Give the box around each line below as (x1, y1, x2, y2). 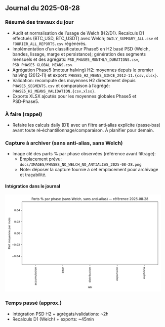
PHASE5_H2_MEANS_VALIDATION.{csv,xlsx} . (12, 88, 96, 93)
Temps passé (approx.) (5, 299, 62, 306)
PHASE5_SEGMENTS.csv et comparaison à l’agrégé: (12, 83, 110, 89)
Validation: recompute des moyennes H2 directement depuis (12, 77, 136, 83)
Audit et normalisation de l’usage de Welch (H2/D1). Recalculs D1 (12, 30, 144, 36)
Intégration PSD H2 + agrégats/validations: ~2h (12, 311, 109, 317)
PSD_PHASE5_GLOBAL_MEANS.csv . (12, 61, 74, 67)
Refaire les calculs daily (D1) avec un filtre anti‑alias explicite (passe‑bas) (12, 122, 161, 128)
